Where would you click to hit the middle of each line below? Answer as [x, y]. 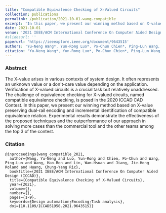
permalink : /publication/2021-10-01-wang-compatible [61, 19]
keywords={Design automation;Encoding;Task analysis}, [67, 202]
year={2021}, [23, 185]
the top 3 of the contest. [30, 131]
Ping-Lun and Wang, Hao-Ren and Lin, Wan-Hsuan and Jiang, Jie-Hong [77, 163]
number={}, [21, 193]
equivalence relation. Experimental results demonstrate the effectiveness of [82, 115]
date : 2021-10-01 [23, 28]
